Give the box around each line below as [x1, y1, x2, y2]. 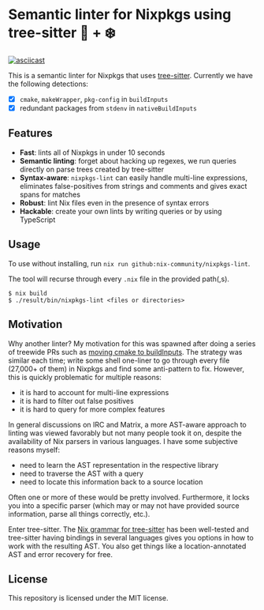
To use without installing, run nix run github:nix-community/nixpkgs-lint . [8, 258, 251, 268]
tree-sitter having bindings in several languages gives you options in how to [8, 533, 254, 542]
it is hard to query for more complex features [19, 405, 165, 414]
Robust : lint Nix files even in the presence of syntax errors [19, 198, 210, 207]
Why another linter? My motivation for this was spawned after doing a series [8, 338, 256, 348]
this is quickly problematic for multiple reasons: [8, 372, 162, 382]
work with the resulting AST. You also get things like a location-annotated [8, 541, 247, 551]
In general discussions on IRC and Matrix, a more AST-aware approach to [8, 420, 247, 429]
